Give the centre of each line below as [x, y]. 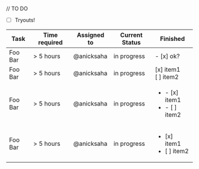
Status [131, 43]
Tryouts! [25, 20]
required [51, 43]
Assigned [91, 35]
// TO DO [17, 9]
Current [131, 35]
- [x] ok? [167, 56]
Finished [172, 39]
